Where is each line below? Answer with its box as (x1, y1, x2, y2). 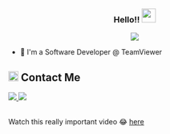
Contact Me (20, 71, 81, 84)
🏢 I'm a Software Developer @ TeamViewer (19, 47, 163, 57)
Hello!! (113, 14, 140, 25)
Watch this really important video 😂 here (8, 117, 144, 127)
